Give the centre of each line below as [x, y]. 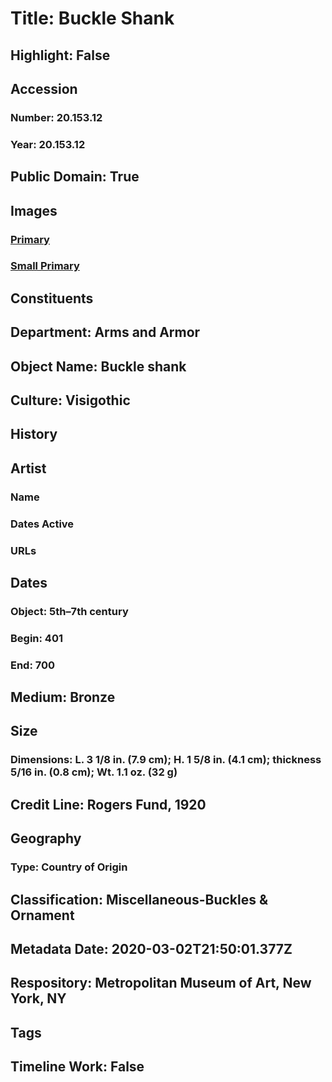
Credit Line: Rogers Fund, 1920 [108, 804]
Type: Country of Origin [69, 867]
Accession [44, 88]
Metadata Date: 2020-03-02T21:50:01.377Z [151, 948]
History [34, 434]
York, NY [38, 998]
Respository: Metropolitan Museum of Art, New [161, 983]
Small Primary [45, 266]
